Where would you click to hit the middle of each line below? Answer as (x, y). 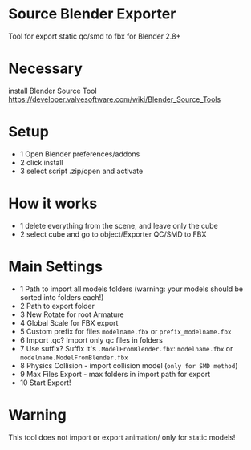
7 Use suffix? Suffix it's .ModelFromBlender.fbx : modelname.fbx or (126, 348)
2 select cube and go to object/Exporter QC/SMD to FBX (113, 234)
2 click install (42, 162)
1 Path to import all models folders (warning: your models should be (131, 289)
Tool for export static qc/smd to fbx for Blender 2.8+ (95, 36)
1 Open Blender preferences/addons (80, 154)
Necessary (45, 69)
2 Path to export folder (57, 306)
